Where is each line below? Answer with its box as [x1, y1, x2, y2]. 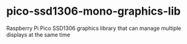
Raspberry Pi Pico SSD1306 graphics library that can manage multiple [6, 24, 182, 32]
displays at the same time [6, 31, 71, 38]
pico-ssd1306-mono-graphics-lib [6, 4, 181, 18]
